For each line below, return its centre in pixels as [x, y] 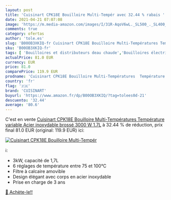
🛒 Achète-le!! [19, 192]
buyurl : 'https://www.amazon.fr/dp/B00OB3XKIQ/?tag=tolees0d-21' [76, 95]
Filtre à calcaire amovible [39, 171]
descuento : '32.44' [26, 100]
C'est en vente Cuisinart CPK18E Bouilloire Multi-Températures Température [85, 119]
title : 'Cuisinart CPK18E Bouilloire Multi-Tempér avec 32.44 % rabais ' [85, 15]
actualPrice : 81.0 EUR [29, 57]
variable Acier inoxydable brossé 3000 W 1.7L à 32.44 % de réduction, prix [84, 125]
